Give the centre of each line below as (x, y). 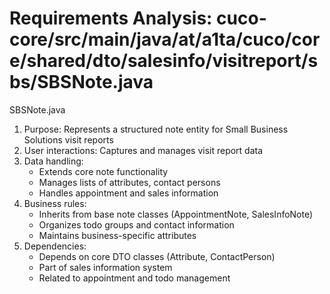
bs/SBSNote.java (81, 82)
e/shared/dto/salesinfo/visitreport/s (164, 61)
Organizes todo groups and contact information (136, 224)
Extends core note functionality (103, 171)
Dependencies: (55, 246)
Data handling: (53, 161)
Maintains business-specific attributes (117, 235)
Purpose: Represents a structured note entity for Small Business (156, 129)
